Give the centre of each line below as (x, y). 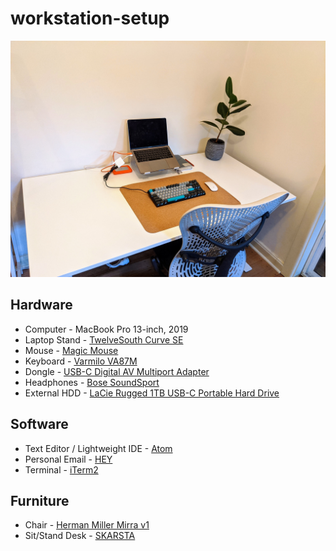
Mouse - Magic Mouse (71, 350)
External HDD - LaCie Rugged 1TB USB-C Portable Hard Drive (152, 393)
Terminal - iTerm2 (61, 469)
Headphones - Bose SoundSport (92, 382)
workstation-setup (90, 18)
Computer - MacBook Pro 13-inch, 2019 (106, 329)
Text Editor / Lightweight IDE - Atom (98, 448)
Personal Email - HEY (68, 459)
